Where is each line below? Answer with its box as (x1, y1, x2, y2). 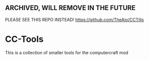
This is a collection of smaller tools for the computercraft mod (5, 49, 129, 55)
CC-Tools (5, 34, 44, 45)
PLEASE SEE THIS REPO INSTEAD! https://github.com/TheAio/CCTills (5, 16, 144, 22)
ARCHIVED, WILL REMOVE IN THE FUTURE (5, 4, 136, 12)
